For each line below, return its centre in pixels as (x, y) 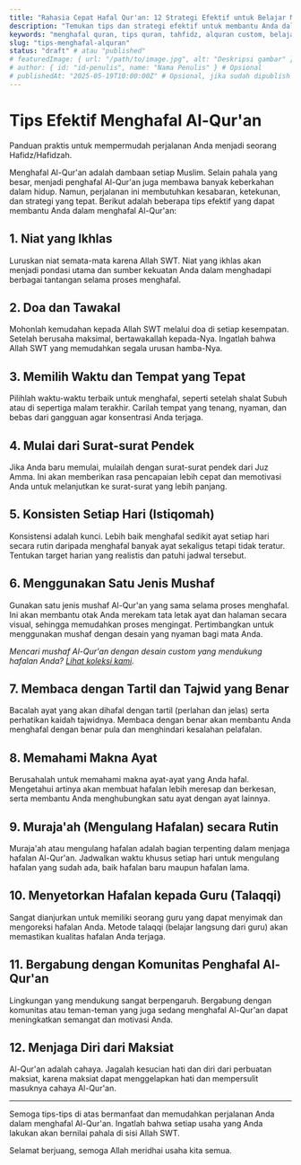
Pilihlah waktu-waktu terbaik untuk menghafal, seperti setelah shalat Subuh (148, 398)
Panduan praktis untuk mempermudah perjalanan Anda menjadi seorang (143, 146)
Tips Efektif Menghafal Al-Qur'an (136, 120)
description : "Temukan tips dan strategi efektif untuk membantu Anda (144, 26)
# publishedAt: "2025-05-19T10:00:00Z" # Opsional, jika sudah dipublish (150, 76)
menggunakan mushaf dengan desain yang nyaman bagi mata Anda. (136, 633)
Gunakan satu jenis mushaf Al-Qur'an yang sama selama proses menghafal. (149, 605)
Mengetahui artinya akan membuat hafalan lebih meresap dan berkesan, (143, 789)
